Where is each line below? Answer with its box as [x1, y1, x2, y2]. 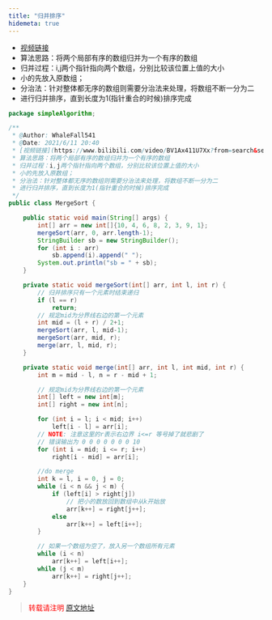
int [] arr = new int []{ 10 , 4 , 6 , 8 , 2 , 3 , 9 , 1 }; [37, 221, 209, 229]
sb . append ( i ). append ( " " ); [51, 252, 143, 260]
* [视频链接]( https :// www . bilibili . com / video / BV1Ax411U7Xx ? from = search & [11, 147, 257, 155]
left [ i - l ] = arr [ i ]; [51, 423, 129, 431]
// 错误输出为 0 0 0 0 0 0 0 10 [37, 438, 140, 446]
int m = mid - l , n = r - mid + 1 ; [37, 371, 158, 379]
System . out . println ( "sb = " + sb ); [37, 259, 158, 267]
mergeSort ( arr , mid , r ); [37, 333, 121, 342]
